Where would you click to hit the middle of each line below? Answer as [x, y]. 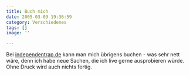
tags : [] [17, 28]
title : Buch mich [27, 11]
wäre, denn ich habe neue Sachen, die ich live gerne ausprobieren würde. [95, 61]
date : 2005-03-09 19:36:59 [39, 17]
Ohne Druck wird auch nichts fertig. [49, 67]
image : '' [18, 33]
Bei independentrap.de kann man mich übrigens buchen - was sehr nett [93, 55]
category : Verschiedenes [36, 22]
